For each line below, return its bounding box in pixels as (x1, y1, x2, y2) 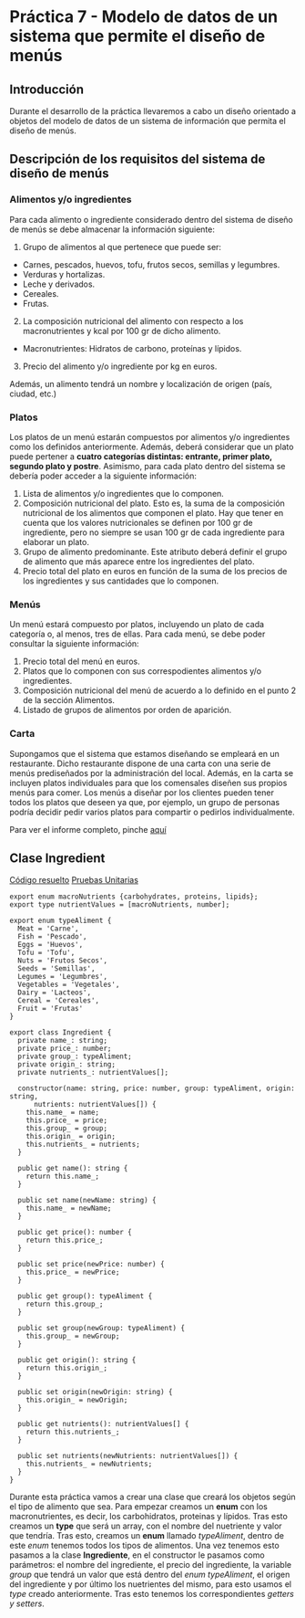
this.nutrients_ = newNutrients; (25, 1459, 153, 1469)
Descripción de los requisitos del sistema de (9, 152, 266, 167)
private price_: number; (17, 1044, 112, 1054)
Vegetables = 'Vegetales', (17, 980, 120, 990)
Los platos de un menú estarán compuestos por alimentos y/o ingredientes (9, 431, 290, 442)
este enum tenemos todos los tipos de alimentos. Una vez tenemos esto (9, 1540, 280, 1551)
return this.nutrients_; (25, 1427, 120, 1437)
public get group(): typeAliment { (17, 1292, 153, 1301)
